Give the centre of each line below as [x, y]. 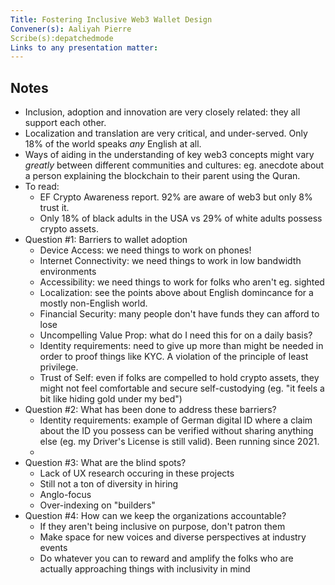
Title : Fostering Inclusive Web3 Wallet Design [111, 19]
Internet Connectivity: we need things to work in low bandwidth [170, 261]
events [53, 548]
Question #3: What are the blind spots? [105, 463]
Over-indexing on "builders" [97, 505]
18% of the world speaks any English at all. [113, 144]
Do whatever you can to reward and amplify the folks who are [166, 558]
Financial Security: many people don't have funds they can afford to [179, 314]
